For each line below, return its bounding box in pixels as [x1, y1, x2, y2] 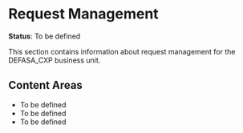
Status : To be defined [8, 31, 81, 41]
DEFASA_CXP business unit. [8, 55, 101, 65]
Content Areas [8, 79, 83, 92]
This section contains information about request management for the [8, 46, 236, 56]
